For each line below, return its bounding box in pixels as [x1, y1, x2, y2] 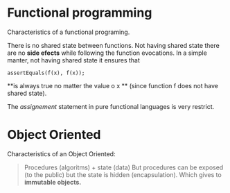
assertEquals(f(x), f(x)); [7, 69, 85, 76]
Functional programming [7, 5, 152, 21]
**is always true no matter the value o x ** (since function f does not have [7, 81, 218, 90]
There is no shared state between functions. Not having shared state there [7, 41, 220, 49]
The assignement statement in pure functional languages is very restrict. [7, 102, 215, 110]
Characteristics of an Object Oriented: [7, 149, 116, 158]
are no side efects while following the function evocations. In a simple [7, 49, 208, 57]
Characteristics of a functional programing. [7, 28, 130, 36]
